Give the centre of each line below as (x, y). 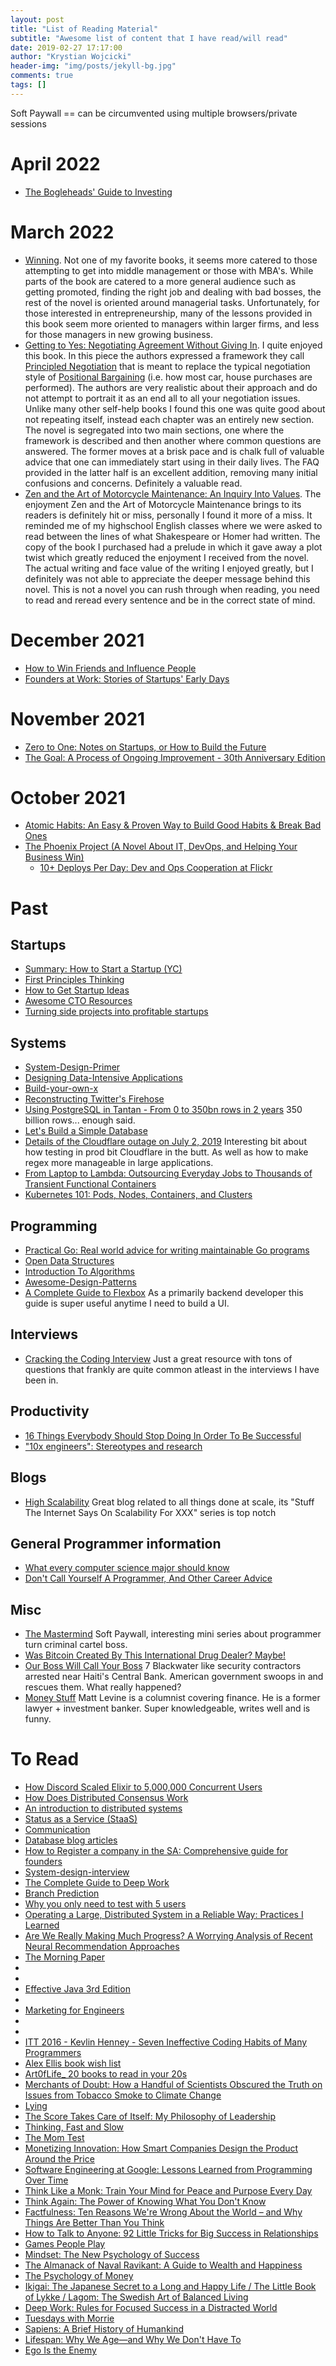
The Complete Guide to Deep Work (97, 1883)
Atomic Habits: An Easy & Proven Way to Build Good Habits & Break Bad (173, 825)
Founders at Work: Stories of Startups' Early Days (127, 678)
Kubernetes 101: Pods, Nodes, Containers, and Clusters (138, 1195)
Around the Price (59, 2159)
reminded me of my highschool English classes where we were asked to (173, 525)
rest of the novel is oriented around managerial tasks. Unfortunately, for (172, 302)
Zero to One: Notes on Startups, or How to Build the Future (145, 747)
